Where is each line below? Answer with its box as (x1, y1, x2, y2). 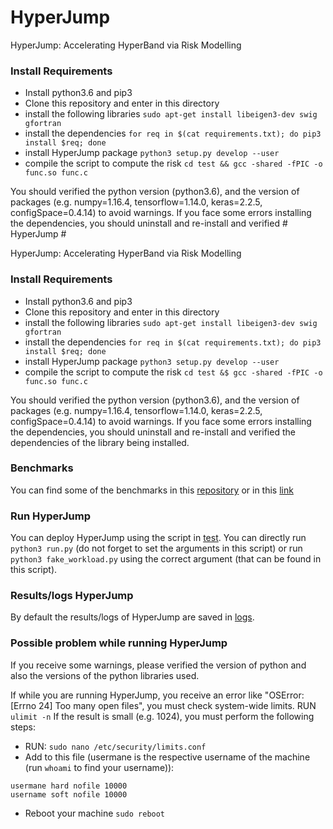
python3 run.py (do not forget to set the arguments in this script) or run (10, 542, 303, 555)
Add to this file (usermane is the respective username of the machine (24, 751, 311, 763)
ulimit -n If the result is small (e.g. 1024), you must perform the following (10, 710, 315, 722)
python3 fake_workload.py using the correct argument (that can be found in (10, 553, 322, 565)
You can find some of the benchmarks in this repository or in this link (10, 484, 294, 496)
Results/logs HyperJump (10, 589, 134, 603)
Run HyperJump (10, 509, 92, 523)
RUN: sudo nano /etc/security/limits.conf (24, 740, 207, 752)
